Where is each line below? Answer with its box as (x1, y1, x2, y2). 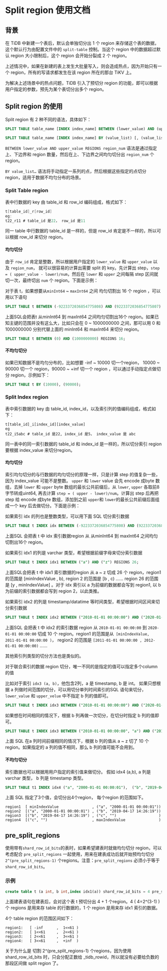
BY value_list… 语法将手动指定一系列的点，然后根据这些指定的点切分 (5, 168, 147, 174)
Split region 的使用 (5, 102, 63, 111)
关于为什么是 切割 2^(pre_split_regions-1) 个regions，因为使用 (5, 948, 132, 954)
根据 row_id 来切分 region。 (9, 234, 66, 240)
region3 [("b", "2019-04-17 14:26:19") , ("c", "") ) (5, 813, 162, 818)
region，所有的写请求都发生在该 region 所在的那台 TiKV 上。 (10, 69, 134, 75)
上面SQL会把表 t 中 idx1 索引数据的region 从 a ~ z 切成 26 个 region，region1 (5, 569, 162, 575)
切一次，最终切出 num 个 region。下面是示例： (5, 277, 98, 283)
